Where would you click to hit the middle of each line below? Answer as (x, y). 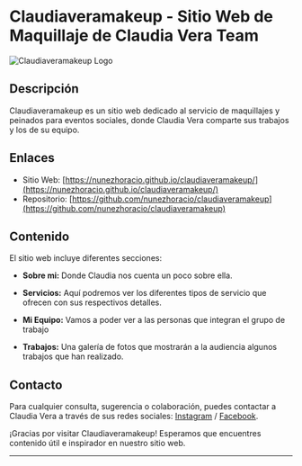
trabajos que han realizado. (73, 356)
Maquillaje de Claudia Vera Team (134, 36)
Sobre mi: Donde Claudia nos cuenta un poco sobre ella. (127, 275)
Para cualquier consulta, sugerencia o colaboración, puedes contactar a (143, 407)
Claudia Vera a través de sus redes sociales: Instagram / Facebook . (134, 417)
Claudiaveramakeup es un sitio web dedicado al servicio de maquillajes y (145, 111)
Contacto (36, 385)
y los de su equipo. (44, 130)
